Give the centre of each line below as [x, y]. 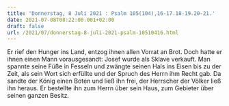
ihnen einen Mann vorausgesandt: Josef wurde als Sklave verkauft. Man [109, 59]
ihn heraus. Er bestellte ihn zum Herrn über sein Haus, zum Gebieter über [110, 88]
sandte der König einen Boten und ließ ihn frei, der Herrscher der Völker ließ [114, 81]
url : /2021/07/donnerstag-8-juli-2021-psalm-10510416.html [93, 32]
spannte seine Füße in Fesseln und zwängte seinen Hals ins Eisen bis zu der [114, 66]
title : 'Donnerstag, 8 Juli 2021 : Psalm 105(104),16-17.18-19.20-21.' [111, 13]
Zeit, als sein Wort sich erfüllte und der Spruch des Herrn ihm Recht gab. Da [114, 74]
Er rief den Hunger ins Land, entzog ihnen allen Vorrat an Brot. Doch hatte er [115, 52]
